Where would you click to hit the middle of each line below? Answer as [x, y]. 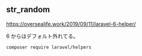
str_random [28, 10]
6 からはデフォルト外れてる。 [42, 36]
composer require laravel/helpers [49, 47]
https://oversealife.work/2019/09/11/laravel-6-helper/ [71, 24]
